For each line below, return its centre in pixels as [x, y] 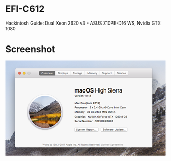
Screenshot [30, 49]
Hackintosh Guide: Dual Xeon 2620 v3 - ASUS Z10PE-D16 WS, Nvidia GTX [83, 23]
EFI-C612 [25, 9]
